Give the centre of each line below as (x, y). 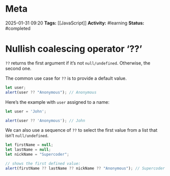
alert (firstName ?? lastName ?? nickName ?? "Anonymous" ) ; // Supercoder (85, 168)
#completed (18, 28)
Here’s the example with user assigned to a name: (57, 102)
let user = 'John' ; (26, 111)
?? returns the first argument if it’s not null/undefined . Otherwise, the (78, 63)
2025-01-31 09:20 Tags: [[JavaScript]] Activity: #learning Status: (75, 23)
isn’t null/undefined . (27, 136)
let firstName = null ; (29, 145)
